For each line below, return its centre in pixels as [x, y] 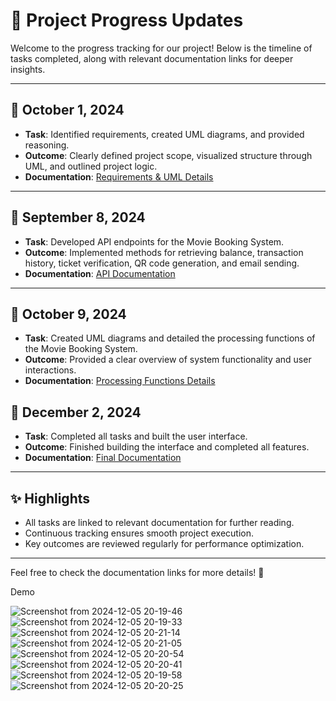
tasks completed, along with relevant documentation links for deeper [152, 58]
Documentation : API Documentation [100, 273]
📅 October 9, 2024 [68, 314]
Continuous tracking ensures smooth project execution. [139, 533]
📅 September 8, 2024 [78, 217]
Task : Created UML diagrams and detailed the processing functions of [170, 338]
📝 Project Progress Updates [127, 20]
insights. [28, 69]
